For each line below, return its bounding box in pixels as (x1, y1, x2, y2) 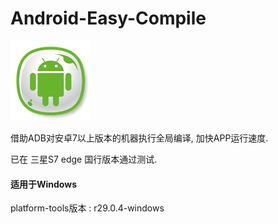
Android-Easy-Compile (10, 7, 207, 30)
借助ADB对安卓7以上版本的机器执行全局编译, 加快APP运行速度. (10, 132, 269, 144)
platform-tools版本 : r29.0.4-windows (10, 202, 165, 214)
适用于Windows (10, 178, 77, 190)
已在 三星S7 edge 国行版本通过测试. (10, 153, 158, 165)
